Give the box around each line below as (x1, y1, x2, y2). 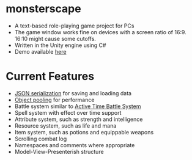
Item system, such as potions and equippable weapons (14, 128, 154, 136)
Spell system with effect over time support (14, 109, 122, 116)
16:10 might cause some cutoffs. (14, 35, 96, 42)
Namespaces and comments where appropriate (14, 141, 135, 148)
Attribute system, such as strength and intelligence (14, 115, 143, 123)
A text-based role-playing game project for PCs (14, 22, 135, 29)
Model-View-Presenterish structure (14, 148, 105, 155)
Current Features (6, 70, 95, 84)
